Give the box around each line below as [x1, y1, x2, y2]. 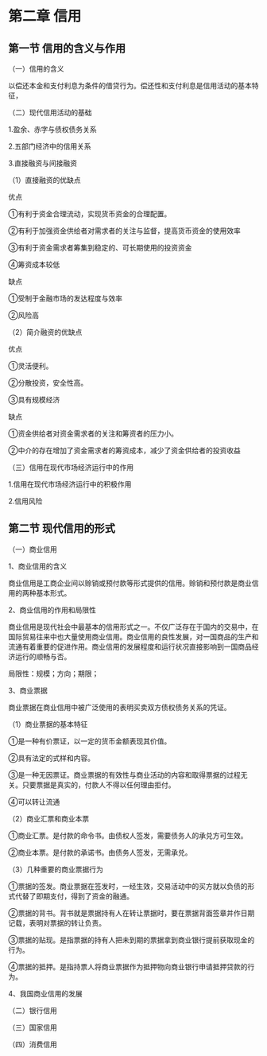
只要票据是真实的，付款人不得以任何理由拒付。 [21, 780, 176, 790]
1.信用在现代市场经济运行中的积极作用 [8, 479, 132, 489]
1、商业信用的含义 [8, 561, 68, 571]
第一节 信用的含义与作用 [8, 41, 126, 55]
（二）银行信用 [8, 1005, 57, 1015]
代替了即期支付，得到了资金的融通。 [14, 891, 133, 901]
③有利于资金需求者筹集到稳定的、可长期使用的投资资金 [8, 243, 192, 252]
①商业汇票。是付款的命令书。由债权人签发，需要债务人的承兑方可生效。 [8, 830, 248, 840]
